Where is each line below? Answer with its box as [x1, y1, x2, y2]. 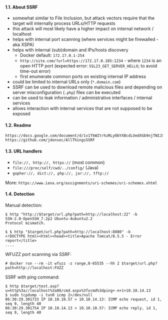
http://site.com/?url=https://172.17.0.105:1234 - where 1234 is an [19, 57, 161, 63]
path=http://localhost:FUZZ [5, 265, 64, 270]
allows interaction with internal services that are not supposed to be [12, 105, 152, 111]
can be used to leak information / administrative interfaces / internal [12, 95, 152, 101]
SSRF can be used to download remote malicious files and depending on [12, 84, 162, 90]
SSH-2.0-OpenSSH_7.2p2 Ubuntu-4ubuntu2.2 [5, 216, 93, 221]
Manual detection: [5, 202, 42, 208]
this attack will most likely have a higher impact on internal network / [12, 25, 154, 32]
